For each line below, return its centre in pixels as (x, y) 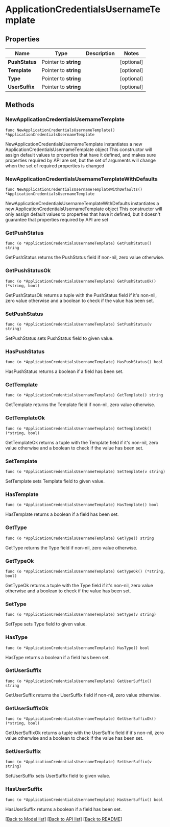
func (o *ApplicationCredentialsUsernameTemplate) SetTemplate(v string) (86, 472)
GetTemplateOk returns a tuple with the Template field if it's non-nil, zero (82, 442)
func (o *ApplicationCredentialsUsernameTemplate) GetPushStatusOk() (81, 281)
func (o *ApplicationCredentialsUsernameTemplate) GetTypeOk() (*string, (86, 571)
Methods (20, 105)
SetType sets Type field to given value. (46, 624)
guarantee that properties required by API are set (57, 219)
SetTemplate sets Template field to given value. (55, 481)
